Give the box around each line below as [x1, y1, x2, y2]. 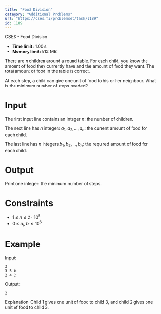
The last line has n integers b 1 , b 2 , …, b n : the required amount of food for [5, 141, 148, 148]
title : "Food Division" [5, 7, 53, 12]
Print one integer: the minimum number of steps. [5, 180, 102, 186]
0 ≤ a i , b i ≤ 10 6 [12, 220, 42, 227]
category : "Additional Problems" [5, 12, 73, 17]
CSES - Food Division [5, 34, 48, 40]
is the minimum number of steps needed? [5, 83, 88, 89]
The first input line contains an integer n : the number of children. [5, 116, 134, 122]
